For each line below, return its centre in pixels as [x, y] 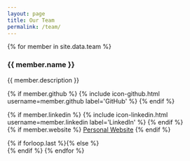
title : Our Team [31, 20]
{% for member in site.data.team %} [60, 47]
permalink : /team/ [34, 27]
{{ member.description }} [43, 80]
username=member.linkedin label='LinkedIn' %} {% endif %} [95, 122]
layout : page [26, 14]
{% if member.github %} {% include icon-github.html [83, 93]
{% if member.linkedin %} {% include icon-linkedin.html [88, 114]
